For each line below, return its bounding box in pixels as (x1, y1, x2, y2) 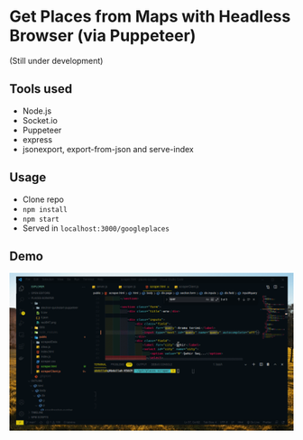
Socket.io (22, 115, 59, 125)
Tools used (9, 81, 73, 96)
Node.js (22, 105, 52, 116)
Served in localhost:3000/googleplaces (22, 223, 170, 234)
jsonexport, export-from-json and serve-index (22, 143, 194, 154)
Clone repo (22, 194, 65, 205)
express (22, 133, 52, 145)
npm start (22, 215, 60, 224)
